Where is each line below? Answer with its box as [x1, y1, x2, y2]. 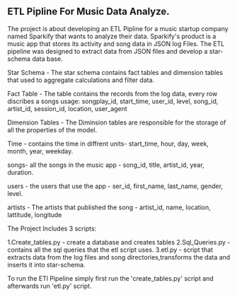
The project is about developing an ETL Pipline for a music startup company [7, 24, 229, 33]
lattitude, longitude [7, 210, 62, 219]
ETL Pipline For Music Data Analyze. [7, 6, 170, 18]
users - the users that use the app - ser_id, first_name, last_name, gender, [7, 182, 224, 190]
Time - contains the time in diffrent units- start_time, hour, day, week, [7, 139, 209, 148]
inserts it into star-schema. [7, 260, 86, 269]
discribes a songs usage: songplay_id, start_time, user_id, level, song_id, [7, 97, 219, 105]
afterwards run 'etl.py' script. [7, 281, 92, 290]
